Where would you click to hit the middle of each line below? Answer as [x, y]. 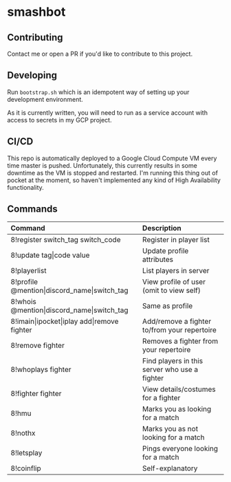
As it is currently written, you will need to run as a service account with [108, 112]
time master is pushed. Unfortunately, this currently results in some [102, 165]
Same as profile [167, 306]
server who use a [170, 370]
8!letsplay [26, 453]
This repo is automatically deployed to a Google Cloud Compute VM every [112, 158]
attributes [158, 260]
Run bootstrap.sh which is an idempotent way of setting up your [98, 92]
